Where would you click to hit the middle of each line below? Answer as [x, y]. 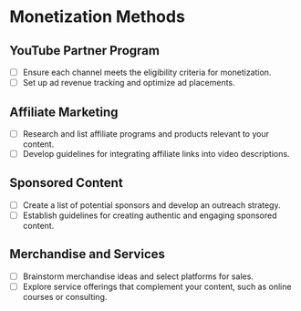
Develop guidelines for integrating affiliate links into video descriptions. [156, 154]
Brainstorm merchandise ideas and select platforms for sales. [138, 276]
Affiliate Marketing [64, 112]
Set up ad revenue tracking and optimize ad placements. [129, 83]
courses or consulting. [65, 296]
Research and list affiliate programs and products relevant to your [145, 133]
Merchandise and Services [88, 254]
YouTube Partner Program [84, 51]
